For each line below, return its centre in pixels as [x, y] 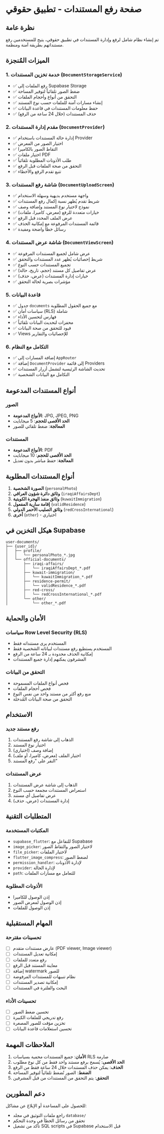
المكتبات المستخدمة [27, 831]
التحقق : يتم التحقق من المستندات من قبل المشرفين [61, 1078]
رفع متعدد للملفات [30, 959]
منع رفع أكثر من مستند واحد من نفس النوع [52, 693]
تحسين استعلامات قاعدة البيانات [42, 1029]
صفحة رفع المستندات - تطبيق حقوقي [74, 9]
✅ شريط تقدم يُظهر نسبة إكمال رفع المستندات [56, 201]
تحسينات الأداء [21, 1001]
